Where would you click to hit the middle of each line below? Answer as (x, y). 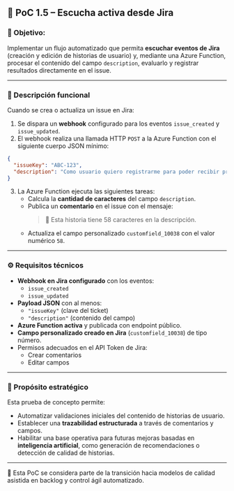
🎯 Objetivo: (26, 33)
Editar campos (48, 362)
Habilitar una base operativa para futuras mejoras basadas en (106, 438)
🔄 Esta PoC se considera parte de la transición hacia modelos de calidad (111, 473)
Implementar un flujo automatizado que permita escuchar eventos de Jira (114, 48)
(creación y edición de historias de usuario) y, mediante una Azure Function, (117, 55)
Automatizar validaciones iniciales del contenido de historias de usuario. (121, 416)
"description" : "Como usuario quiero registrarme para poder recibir (116, 172)
